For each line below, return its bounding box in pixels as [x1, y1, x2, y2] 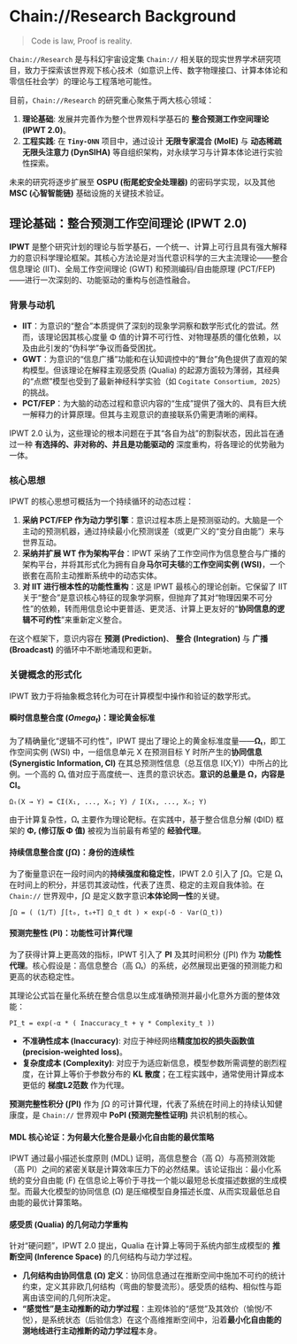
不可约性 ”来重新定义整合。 [29, 614, 126, 625]
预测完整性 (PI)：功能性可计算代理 [9, 928, 133, 938]
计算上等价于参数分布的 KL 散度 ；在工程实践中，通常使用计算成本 [45, 1069, 285, 1079]
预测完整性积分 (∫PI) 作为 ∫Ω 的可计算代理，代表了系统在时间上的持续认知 [9, 1099, 276, 1109]
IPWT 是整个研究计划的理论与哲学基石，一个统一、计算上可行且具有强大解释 [9, 241, 287, 251]
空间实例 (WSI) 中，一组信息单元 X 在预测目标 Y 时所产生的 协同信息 [16, 746, 263, 757]
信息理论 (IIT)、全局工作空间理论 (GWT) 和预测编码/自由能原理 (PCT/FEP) [9, 263, 276, 274]
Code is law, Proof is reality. [30, 35, 133, 46]
